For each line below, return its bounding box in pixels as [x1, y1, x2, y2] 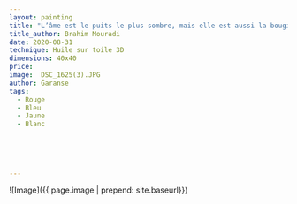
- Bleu [17, 103, 42, 112]
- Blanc [17, 120, 46, 129]
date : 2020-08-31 [9, 37, 73, 47]
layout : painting [9, 12, 73, 22]
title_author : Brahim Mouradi [9, 29, 121, 38]
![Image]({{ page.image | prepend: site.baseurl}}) [9, 185, 188, 195]
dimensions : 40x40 [9, 54, 77, 63]
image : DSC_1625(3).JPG [9, 71, 101, 79]
